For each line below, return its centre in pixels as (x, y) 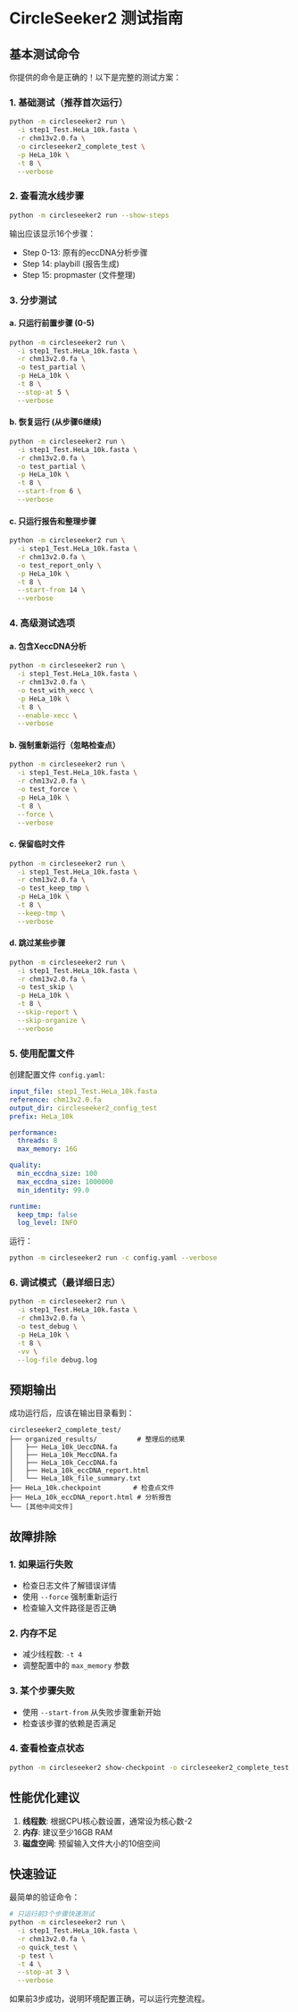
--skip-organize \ (52, 1020)
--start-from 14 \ (52, 591)
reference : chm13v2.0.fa (55, 1100)
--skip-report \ (47, 1012)
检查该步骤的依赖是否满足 (69, 1723)
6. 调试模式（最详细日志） (65, 1283)
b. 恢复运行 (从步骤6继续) (56, 422)
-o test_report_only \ (59, 565)
